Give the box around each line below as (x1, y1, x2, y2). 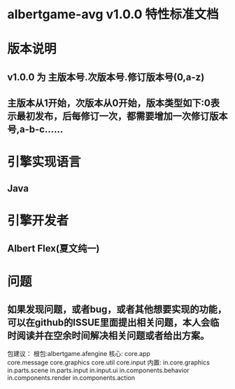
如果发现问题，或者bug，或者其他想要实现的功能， (7, 303, 227, 315)
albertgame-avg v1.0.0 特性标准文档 (7, 6, 219, 22)
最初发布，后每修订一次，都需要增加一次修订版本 (16, 110, 228, 123)
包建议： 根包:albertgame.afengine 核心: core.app (7, 350, 150, 358)
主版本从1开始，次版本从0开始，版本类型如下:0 (7, 97, 211, 109)
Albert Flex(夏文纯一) (7, 243, 100, 254)
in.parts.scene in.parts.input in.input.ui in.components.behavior (7, 366, 190, 375)
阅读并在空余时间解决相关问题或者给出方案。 (16, 329, 210, 341)
